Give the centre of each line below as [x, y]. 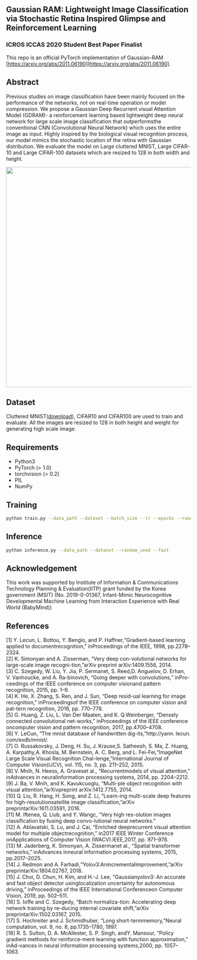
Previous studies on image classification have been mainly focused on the [96, 96]
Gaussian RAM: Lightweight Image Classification [97, 10]
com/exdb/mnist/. [27, 740]
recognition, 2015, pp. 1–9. [38, 690]
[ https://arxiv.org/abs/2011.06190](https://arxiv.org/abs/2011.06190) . [89, 63]
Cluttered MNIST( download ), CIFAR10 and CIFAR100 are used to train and [95, 417]
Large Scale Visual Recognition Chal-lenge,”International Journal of [87, 759]
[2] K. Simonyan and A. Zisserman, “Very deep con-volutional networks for [96, 659]
